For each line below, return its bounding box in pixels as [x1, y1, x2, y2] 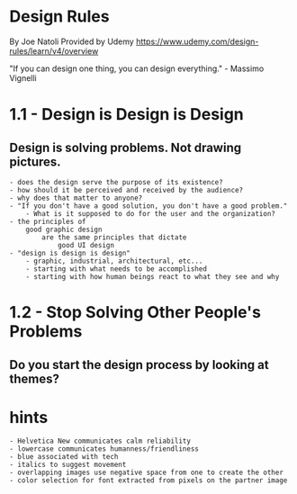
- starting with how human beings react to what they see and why [25, 272, 280, 281]
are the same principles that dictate [41, 232, 187, 242]
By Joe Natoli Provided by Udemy [9, 36, 135, 47]
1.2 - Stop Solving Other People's [9, 302, 261, 323]
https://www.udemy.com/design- [136, 36, 259, 47]
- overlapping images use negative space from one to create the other [9, 468, 283, 478]
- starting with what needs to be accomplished [25, 264, 207, 274]
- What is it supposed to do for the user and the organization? [25, 209, 276, 218]
